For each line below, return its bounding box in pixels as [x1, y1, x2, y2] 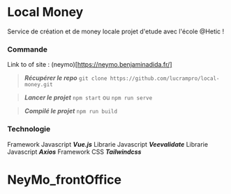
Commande [7, 45, 47, 54]
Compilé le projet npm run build [24, 107, 117, 115]
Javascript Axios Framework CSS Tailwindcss [7, 147, 142, 156]
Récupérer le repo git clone [24, 74, 107, 82]
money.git [24, 81, 54, 88]
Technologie [7, 124, 51, 134]
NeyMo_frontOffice [7, 172, 122, 188]
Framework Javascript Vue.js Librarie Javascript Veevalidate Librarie [7, 140, 208, 148]
